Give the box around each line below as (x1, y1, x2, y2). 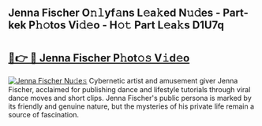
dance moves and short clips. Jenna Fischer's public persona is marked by (8, 94, 253, 102)
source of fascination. (8, 110, 80, 119)
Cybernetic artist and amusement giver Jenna (88, 76, 238, 85)
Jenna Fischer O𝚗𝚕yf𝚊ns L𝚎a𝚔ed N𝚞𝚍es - (8, 6, 221, 20)
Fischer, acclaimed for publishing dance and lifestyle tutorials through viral (8, 85, 251, 94)
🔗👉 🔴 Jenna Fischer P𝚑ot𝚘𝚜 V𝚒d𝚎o (8, 51, 190, 65)
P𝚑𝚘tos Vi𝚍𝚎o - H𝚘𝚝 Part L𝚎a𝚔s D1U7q (28, 19, 225, 32)
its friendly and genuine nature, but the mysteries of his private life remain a (8, 102, 255, 111)
